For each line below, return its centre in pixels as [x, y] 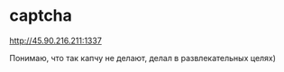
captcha [41, 16]
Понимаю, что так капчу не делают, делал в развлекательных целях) [143, 58]
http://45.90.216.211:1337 [55, 40]
